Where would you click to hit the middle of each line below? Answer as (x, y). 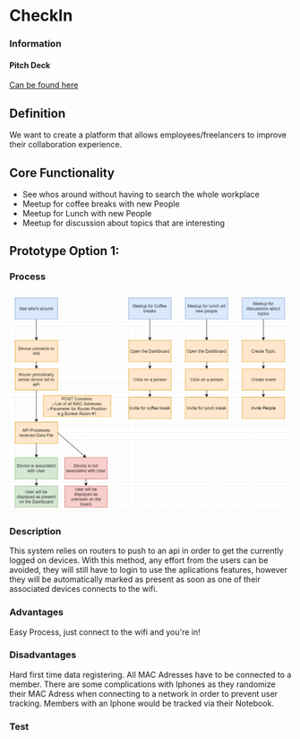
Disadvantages (43, 655)
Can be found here (44, 85)
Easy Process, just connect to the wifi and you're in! (105, 632)
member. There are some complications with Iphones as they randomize (142, 684)
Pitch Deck (30, 65)
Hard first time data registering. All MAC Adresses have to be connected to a (150, 674)
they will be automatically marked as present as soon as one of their (135, 579)
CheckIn (41, 16)
